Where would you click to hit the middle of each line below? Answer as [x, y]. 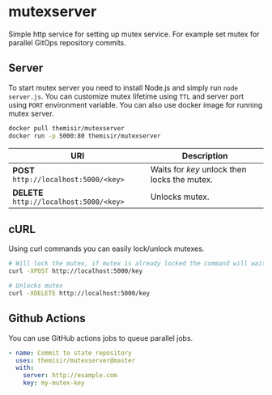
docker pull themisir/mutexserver [67, 128]
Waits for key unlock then [198, 169]
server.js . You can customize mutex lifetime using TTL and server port [126, 96]
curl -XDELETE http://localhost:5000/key [79, 293]
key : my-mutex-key [54, 383]
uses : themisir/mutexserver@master [76, 360]
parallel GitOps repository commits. [68, 42]
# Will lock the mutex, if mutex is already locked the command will [128, 264]
